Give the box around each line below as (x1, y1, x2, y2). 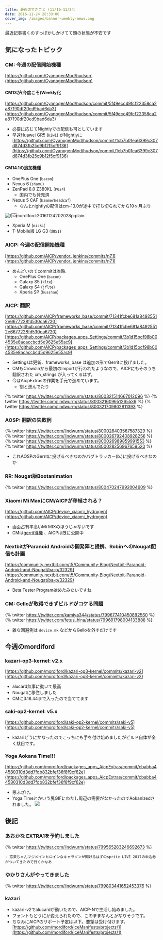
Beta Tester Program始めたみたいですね (12, 587, 92, 593)
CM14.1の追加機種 (5, 164, 41, 170)
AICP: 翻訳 (5, 302, 30, 308)
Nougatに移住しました (12, 690, 57, 696)
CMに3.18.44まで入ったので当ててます (12, 696, 89, 701)
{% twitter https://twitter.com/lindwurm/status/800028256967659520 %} (5, 443, 153, 449)
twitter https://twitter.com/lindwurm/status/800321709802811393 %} (5, 404, 143, 410)
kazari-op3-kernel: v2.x (5, 657, 63, 664)
